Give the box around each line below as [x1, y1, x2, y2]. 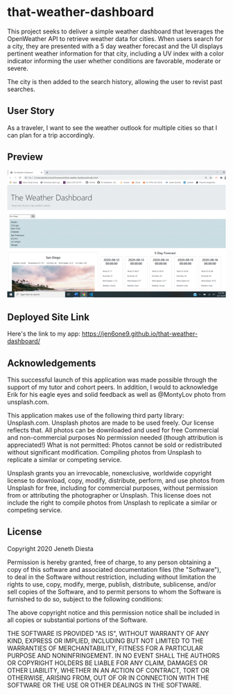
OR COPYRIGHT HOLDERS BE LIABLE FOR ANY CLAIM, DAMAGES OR [7, 658, 208, 667]
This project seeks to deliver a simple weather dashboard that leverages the [7, 27, 224, 35]
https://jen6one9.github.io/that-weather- [82, 329, 198, 338]
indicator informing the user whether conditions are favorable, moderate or [7, 56, 221, 65]
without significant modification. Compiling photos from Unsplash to [7, 448, 202, 457]
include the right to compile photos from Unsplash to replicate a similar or [7, 498, 217, 507]
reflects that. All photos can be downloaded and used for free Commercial [7, 426, 219, 434]
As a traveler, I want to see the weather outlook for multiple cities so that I [7, 123, 217, 132]
